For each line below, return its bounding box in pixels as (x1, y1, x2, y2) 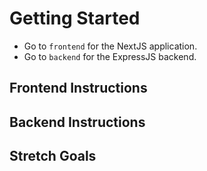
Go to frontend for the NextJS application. (23, 40, 198, 52)
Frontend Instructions (9, 80, 148, 97)
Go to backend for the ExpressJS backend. (23, 50, 197, 62)
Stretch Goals (9, 148, 97, 165)
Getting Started (9, 7, 141, 30)
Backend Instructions (9, 113, 146, 131)
